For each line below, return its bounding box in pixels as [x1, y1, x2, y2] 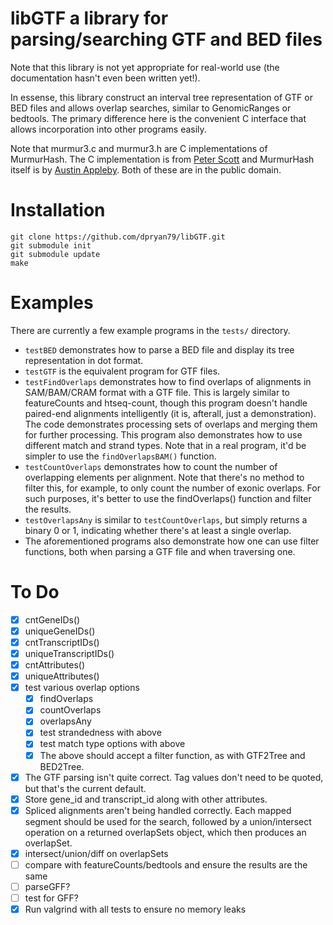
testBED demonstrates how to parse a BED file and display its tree [24, 343, 295, 356]
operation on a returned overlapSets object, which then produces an [24, 826, 307, 838]
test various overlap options [24, 682, 140, 694]
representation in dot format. [24, 354, 144, 366]
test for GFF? [24, 892, 79, 904]
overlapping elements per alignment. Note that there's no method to [24, 471, 305, 483]
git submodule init [10, 240, 92, 251]
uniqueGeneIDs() [24, 625, 96, 637]
